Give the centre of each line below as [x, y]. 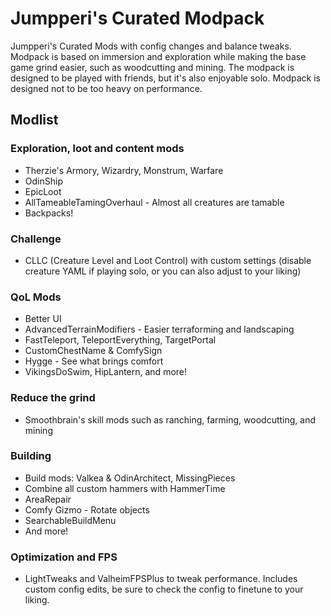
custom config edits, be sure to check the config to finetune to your [164, 589]
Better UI [43, 319]
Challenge [36, 239]
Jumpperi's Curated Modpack [137, 18]
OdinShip [43, 181]
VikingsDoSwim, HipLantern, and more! [106, 372]
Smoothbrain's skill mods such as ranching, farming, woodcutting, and [170, 419]
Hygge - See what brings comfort [94, 361]
